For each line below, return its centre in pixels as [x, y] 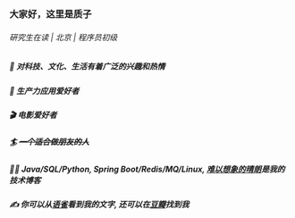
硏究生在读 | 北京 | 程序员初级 [63, 37]
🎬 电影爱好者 [33, 114]
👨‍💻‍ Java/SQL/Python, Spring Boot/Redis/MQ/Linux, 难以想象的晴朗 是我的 [147, 169]
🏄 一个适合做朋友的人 [49, 142]
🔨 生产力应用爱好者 [44, 90]
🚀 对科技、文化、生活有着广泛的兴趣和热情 [87, 67]
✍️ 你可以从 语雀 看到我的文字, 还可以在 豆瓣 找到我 [99, 204]
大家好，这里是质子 [51, 13]
